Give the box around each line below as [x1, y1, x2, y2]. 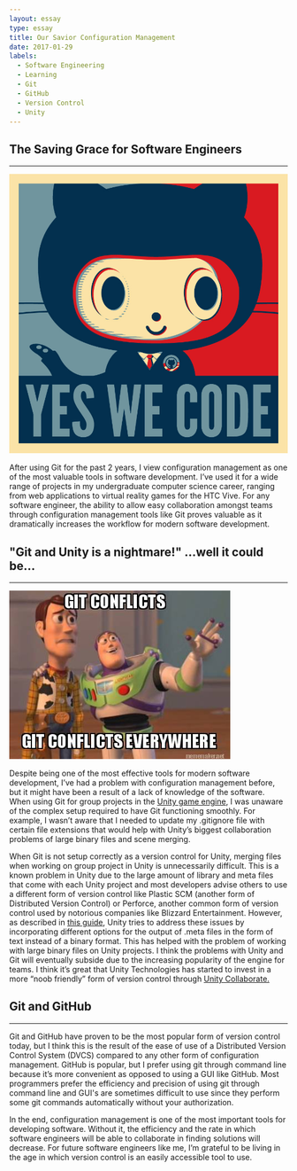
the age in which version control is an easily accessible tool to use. [9, 1151, 253, 1162]
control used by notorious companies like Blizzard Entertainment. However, [9, 908, 283, 917]
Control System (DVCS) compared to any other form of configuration [9, 1050, 259, 1060]
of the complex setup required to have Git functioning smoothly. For [9, 806, 256, 816]
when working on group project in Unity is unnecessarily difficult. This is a [9, 861, 279, 870]
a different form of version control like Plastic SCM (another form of [9, 889, 255, 899]
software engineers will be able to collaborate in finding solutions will [9, 1133, 261, 1144]
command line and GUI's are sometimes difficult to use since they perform [9, 1087, 280, 1098]
